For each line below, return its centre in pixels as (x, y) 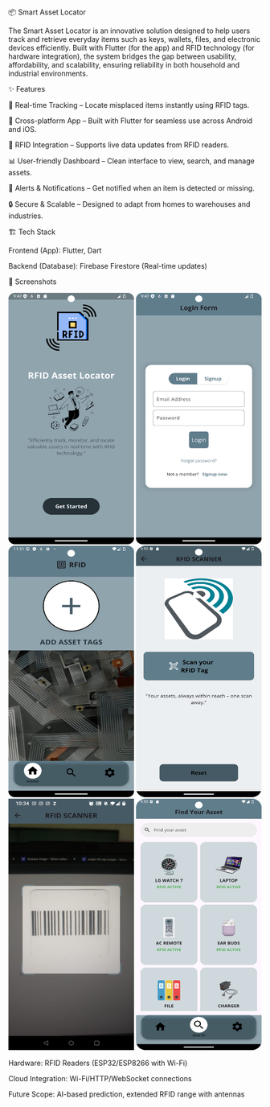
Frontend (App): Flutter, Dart (55, 250)
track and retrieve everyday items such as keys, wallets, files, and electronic (135, 39)
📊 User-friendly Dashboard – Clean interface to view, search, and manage (131, 161)
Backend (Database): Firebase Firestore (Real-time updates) (108, 266)
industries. (26, 216)
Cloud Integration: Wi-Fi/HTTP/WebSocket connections (100, 1078)
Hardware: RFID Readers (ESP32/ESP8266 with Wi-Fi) (98, 1063)
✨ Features (27, 89)
